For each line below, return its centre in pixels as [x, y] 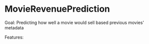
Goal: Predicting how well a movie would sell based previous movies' [74, 22]
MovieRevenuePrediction [57, 9]
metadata [14, 27]
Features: [14, 37]
